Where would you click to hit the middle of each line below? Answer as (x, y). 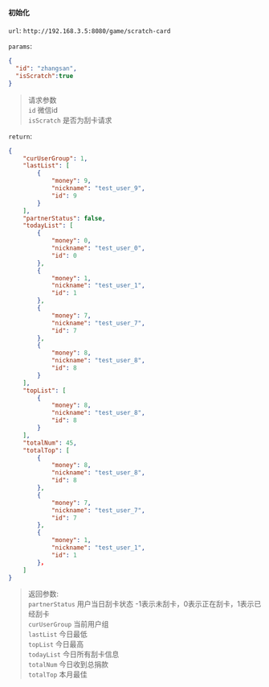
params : (20, 46)
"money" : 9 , (71, 181)
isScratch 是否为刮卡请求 (70, 120)
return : (20, 136)
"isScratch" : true (45, 76)
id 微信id (43, 110)
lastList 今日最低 (58, 634)
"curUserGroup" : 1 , (55, 158)
